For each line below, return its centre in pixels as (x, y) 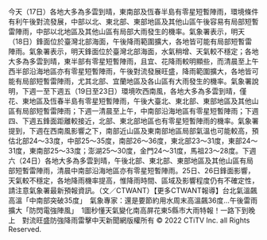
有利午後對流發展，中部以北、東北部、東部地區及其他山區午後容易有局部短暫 (133, 21)
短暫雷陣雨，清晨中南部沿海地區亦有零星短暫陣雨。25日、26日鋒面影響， (135, 170)
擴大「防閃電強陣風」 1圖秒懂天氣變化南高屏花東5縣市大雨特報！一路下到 (128, 210)
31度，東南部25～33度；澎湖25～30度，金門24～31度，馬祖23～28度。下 (129, 151)
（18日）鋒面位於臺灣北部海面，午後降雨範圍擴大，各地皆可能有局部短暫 (127, 41)
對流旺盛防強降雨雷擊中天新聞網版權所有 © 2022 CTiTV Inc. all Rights (136, 220)
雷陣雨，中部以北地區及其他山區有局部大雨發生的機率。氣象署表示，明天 (126, 31)
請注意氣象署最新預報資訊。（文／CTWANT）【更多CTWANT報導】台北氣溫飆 (133, 190)
